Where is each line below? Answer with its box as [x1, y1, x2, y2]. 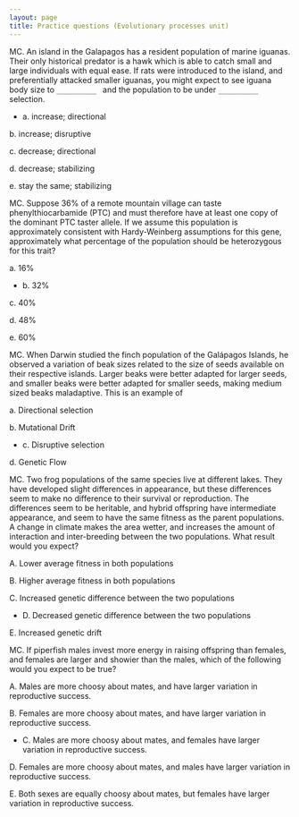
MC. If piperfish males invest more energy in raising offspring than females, [9, 644, 287, 655]
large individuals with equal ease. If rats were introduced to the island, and [9, 64, 283, 76]
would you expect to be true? [9, 663, 117, 674]
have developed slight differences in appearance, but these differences [9, 483, 272, 494]
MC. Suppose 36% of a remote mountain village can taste [9, 198, 222, 209]
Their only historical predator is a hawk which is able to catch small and [9, 55, 272, 66]
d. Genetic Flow [9, 456, 67, 467]
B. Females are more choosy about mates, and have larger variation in [9, 708, 266, 719]
